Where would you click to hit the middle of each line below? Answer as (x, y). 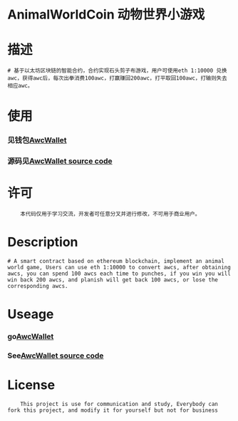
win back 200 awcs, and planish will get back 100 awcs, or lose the (113, 280)
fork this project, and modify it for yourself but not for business (113, 410)
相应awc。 (20, 86)
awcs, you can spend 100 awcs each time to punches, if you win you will (119, 274)
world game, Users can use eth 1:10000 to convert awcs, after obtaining (119, 268)
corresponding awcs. (38, 286)
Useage (31, 315)
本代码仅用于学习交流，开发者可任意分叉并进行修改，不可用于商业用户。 (110, 214)
